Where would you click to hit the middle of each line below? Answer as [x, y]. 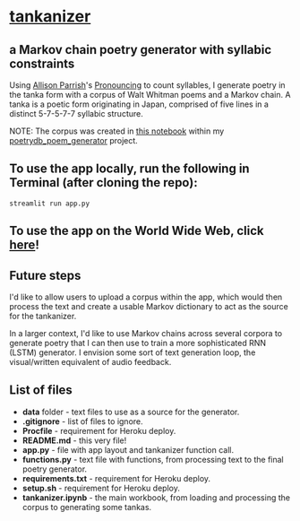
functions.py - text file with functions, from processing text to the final [153, 459]
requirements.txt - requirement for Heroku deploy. [116, 478]
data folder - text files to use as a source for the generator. [131, 412]
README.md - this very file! [74, 440]
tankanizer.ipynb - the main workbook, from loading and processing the [156, 497]
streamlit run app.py [50, 204]
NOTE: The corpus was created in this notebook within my [117, 131]
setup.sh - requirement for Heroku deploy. [101, 488]
